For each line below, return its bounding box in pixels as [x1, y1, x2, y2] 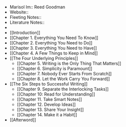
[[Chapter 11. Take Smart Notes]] [16, 97, 82, 102]
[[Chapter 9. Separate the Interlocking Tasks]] [16, 86, 109, 92]
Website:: [9, 9, 29, 15]
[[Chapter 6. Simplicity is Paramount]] [16, 66, 93, 71]
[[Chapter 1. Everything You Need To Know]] [9, 35, 98, 41]
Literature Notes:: [9, 19, 45, 25]
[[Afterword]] [9, 117, 36, 123]
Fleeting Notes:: [9, 14, 42, 20]
